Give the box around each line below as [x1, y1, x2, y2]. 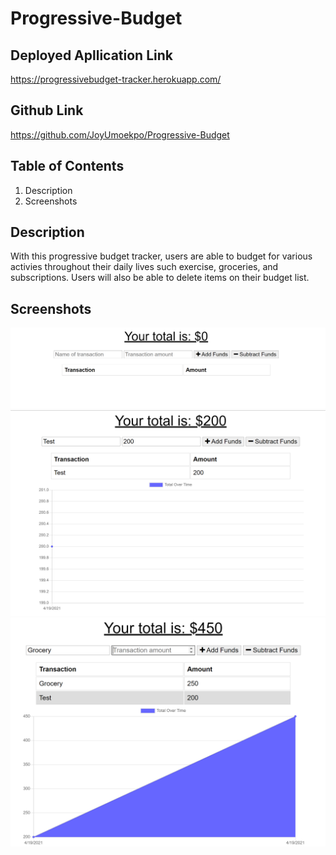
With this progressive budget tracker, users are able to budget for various [10, 250, 313, 262]
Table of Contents [10, 158, 125, 175]
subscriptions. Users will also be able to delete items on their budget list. [10, 272, 310, 284]
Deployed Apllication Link [10, 47, 173, 64]
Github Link [10, 102, 84, 119]
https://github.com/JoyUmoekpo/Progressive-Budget [10, 128, 230, 141]
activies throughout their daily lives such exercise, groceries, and [10, 261, 279, 273]
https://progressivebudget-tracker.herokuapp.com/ [10, 73, 222, 85]
